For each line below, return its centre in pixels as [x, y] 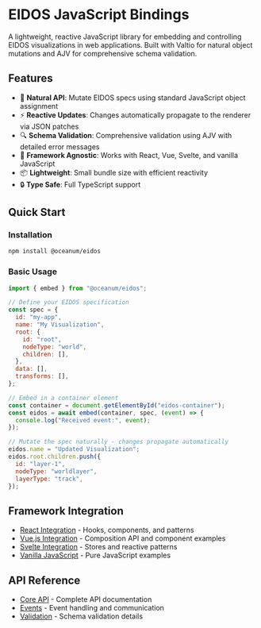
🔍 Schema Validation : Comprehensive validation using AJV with [126, 135]
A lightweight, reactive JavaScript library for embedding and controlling [125, 37]
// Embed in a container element [63, 398]
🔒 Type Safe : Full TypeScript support [80, 184]
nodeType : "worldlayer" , [56, 471]
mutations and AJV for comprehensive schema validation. [103, 53]
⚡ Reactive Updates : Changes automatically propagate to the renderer [135, 115]
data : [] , [31, 369]
